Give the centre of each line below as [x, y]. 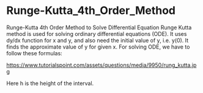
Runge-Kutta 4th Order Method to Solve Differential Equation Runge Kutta [99, 27]
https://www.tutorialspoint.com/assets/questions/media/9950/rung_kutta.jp [102, 65]
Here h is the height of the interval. [50, 83]
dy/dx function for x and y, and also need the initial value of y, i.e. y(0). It [98, 40]
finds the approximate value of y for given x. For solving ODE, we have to [98, 47]
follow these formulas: [34, 53]
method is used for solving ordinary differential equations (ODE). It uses [97, 33]
